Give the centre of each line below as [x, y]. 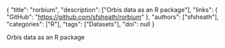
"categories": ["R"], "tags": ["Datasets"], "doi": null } [81, 24]
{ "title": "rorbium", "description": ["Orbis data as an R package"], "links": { [112, 10]
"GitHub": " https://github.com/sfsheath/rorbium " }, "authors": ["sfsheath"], [113, 17]
